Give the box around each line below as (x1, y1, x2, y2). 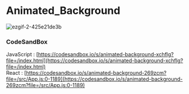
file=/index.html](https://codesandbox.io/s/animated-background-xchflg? (6, 57, 183, 64)
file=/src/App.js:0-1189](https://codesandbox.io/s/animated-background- (6, 75, 183, 82)
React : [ (6, 70, 26, 77)
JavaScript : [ (6, 51, 39, 58)
